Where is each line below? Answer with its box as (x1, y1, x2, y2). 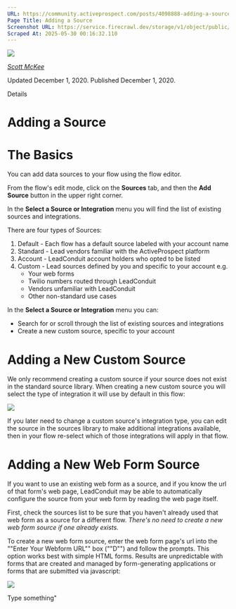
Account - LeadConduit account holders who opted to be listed (17, 254, 201, 263)
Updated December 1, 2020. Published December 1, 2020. (7, 76, 176, 85)
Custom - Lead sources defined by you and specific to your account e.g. (17, 262, 228, 271)
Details (7, 90, 27, 99)
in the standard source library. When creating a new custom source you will (7, 382, 226, 391)
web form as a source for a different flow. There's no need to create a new (7, 516, 223, 524)
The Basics (7, 147, 74, 163)
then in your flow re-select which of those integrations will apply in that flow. (7, 431, 229, 441)
